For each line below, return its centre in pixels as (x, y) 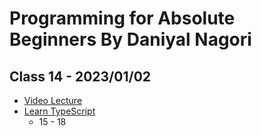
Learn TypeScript (59, 111)
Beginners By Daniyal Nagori (130, 39)
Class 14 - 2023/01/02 (80, 76)
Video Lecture (53, 100)
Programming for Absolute (122, 18)
